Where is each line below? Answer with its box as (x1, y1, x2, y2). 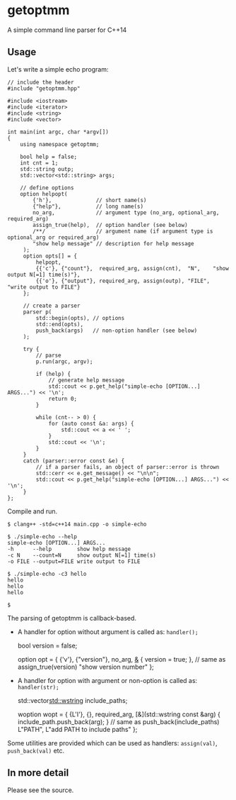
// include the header (7, 79, 74, 86)
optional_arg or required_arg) (7, 233, 100, 241)
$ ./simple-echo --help (7, 533, 78, 540)
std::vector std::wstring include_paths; (17, 696, 128, 704)
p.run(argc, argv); (35, 357, 93, 365)
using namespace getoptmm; (20, 140, 100, 148)
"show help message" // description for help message (33, 240, 194, 247)
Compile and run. (7, 506, 58, 516)
